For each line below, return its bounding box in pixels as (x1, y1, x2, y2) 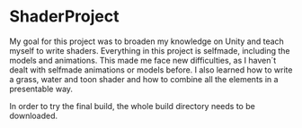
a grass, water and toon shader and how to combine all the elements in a (9, 73, 279, 84)
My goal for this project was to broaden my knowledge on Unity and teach (9, 36, 285, 47)
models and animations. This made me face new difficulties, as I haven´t (9, 55, 277, 65)
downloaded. (9, 110, 58, 121)
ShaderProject (9, 6, 120, 27)
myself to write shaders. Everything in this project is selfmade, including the (9, 45, 290, 55)
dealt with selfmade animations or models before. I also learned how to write (9, 64, 293, 75)
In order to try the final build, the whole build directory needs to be (9, 100, 256, 111)
